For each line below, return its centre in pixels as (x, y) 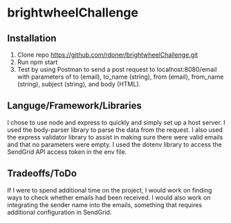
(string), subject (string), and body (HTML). (79, 84)
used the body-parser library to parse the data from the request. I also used (115, 130)
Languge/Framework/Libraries (74, 106)
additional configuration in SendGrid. (59, 212)
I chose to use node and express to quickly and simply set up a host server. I (117, 122)
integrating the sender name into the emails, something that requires (105, 204)
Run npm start (37, 62)
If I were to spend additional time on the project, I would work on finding (110, 190)
